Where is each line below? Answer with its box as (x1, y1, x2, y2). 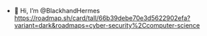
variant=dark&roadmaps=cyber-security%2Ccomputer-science (13, 21, 201, 29)
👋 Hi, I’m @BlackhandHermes (13, 7, 101, 15)
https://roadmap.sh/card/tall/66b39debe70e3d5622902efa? (13, 14, 191, 22)
